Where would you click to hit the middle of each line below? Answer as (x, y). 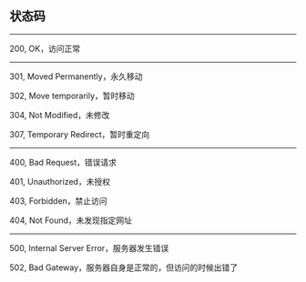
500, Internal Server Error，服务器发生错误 (89, 247)
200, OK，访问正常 (45, 48)
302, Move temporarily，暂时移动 (72, 96)
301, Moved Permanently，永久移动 (76, 76)
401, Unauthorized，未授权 (60, 181)
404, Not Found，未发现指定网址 (71, 220)
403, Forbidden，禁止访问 (58, 201)
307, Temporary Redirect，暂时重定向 (80, 134)
